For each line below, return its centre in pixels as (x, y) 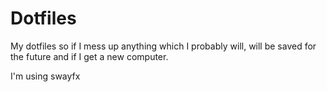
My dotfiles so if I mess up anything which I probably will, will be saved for (163, 46)
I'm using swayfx (45, 76)
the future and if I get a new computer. (89, 56)
